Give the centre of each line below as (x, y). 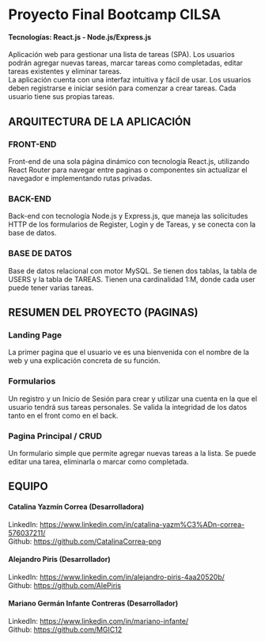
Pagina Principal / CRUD (55, 436)
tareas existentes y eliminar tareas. (65, 71)
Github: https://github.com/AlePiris (64, 585)
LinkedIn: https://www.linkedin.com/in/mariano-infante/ (98, 621)
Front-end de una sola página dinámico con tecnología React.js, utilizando (129, 162)
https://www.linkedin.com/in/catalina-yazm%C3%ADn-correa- (142, 524)
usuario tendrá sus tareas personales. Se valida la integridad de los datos (128, 407)
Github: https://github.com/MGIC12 (65, 629)
